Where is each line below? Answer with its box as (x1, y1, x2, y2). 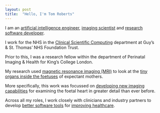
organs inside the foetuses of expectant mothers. (5, 73, 103, 79)
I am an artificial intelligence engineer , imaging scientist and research (5, 25, 143, 30)
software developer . (5, 30, 45, 36)
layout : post (5, 7, 31, 12)
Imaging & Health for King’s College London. (5, 59, 93, 65)
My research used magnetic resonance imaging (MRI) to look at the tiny (5, 68, 148, 74)
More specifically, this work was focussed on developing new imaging (5, 83, 145, 88)
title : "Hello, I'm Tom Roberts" (5, 12, 75, 16)
